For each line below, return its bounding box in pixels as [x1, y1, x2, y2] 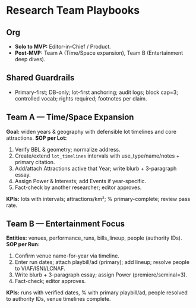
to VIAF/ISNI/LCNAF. [14, 265, 65, 272]
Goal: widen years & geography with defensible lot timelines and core [6, 128, 177, 135]
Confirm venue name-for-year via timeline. [14, 252, 120, 259]
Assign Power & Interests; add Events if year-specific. [14, 177, 147, 184]
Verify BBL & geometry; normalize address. [14, 146, 121, 153]
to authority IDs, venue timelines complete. [6, 296, 111, 303]
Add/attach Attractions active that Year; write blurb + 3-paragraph [14, 165, 177, 172]
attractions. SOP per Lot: [6, 134, 67, 142]
